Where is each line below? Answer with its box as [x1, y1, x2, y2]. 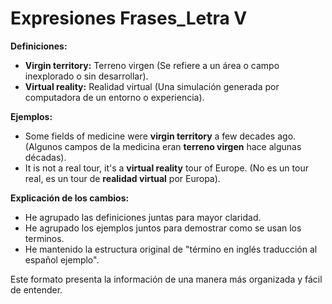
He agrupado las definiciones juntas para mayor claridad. [24, 211, 262, 223]
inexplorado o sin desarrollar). [24, 70, 149, 82]
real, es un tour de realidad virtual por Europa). [24, 172, 221, 184]
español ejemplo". [24, 253, 100, 266]
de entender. [10, 283, 63, 296]
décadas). [24, 151, 67, 163]
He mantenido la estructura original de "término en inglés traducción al [24, 243, 318, 255]
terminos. [24, 232, 65, 244]
